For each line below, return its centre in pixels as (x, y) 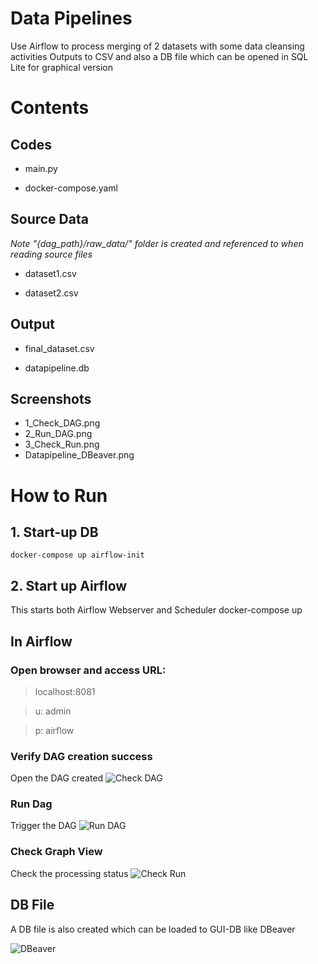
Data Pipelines (71, 18)
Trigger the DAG (43, 826)
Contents (50, 108)
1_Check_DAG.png (62, 423)
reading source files (51, 254)
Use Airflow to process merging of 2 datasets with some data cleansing (157, 46)
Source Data (49, 219)
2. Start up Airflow (69, 585)
